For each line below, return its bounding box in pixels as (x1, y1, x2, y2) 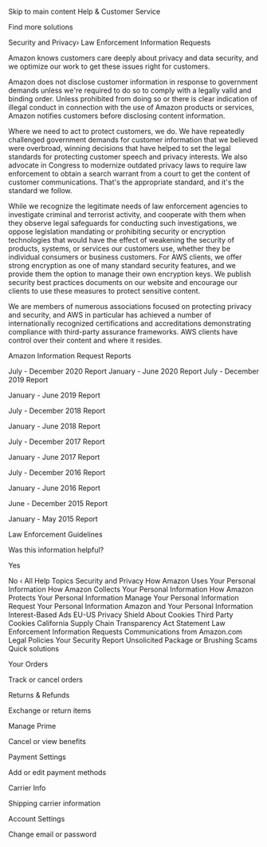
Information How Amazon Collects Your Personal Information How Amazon (8, 584, 253, 594)
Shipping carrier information (8, 798, 101, 808)
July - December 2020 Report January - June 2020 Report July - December (8, 366, 259, 376)
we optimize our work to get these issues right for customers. (8, 61, 210, 71)
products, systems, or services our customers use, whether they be (8, 243, 231, 253)
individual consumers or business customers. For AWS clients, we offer (8, 252, 242, 262)
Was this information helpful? (8, 545, 104, 554)
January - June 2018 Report (8, 422, 101, 430)
